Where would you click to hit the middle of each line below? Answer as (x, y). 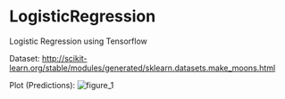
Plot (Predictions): (42, 85)
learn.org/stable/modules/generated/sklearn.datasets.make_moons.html (142, 68)
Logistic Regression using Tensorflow (78, 41)
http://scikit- (64, 58)
